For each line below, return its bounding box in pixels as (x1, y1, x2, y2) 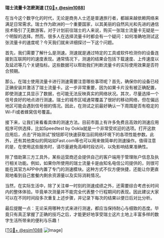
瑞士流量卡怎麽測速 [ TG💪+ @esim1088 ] (5, 5, 85, 10)
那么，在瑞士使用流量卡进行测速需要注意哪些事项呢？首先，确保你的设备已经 (5, 79, 159, 84)
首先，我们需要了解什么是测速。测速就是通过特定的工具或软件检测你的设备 (5, 50, 155, 56)
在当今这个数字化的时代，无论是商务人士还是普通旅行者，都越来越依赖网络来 (5, 15, 159, 21)
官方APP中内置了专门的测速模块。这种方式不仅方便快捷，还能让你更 (18, 166, 155, 172)
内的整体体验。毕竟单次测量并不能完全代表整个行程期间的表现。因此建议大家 (5, 189, 159, 195)
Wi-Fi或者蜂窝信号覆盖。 (5, 109, 55, 115)
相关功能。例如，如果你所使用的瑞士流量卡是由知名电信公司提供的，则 (9, 160, 150, 166)
